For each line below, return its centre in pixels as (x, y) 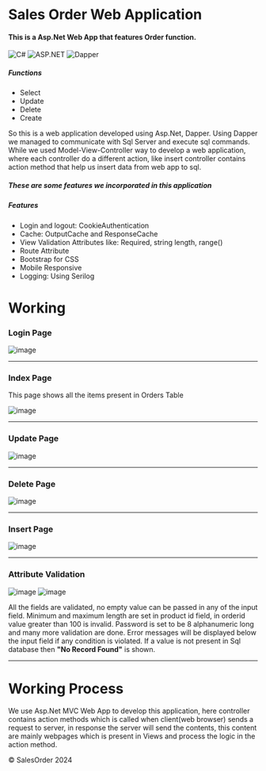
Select (30, 93)
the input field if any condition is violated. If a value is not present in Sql (125, 641)
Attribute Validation (47, 574)
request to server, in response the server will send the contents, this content (133, 727)
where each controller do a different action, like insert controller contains (127, 159)
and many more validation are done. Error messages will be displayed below (133, 632)
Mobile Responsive (51, 267)
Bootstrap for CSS (49, 259)
